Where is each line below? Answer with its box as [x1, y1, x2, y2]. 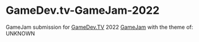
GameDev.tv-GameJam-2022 [5, 4, 160, 17]
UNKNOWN [5, 29, 35, 37]
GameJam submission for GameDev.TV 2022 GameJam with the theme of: [5, 23, 194, 31]
